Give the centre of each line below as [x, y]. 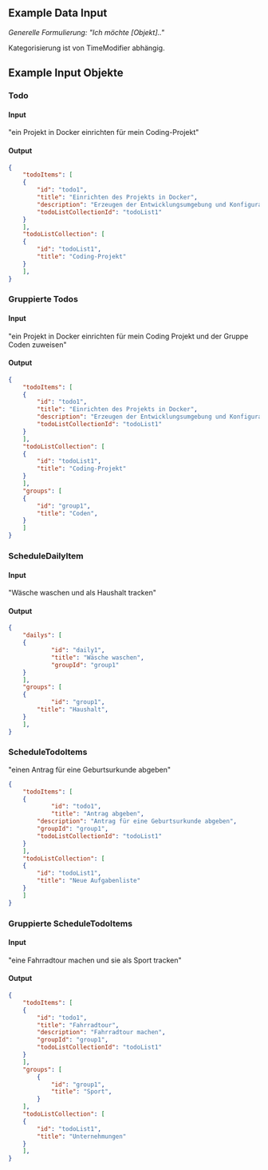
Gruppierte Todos [43, 299]
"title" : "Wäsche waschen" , [98, 658]
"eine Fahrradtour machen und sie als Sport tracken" [95, 960]
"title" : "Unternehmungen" [82, 1136]
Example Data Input [58, 13]
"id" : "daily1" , [78, 650]
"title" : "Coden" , [67, 513]
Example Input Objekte [66, 73]
